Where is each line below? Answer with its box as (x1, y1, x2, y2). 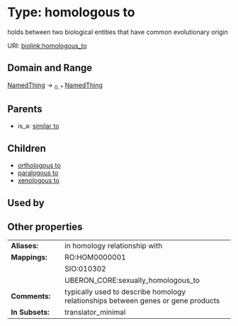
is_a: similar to (17, 122, 59, 130)
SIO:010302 (64, 264, 106, 274)
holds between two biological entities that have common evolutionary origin (7, 28, 229, 36)
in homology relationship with (64, 241, 163, 251)
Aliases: (11, 241, 39, 251)
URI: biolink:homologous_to (7, 41, 87, 50)
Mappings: (11, 252, 48, 262)
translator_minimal (64, 308, 126, 317)
